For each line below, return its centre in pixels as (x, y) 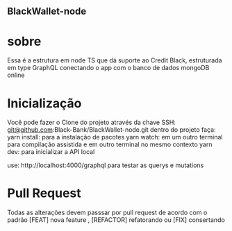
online (16, 75)
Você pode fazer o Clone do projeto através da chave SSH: (91, 122)
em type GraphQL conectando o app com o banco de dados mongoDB (108, 68)
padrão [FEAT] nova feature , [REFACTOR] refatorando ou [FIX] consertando (116, 220)
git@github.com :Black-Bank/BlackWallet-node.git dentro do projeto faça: (112, 130)
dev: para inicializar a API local (51, 152)
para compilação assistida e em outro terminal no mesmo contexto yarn (110, 144)
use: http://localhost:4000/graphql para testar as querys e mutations (106, 165)
